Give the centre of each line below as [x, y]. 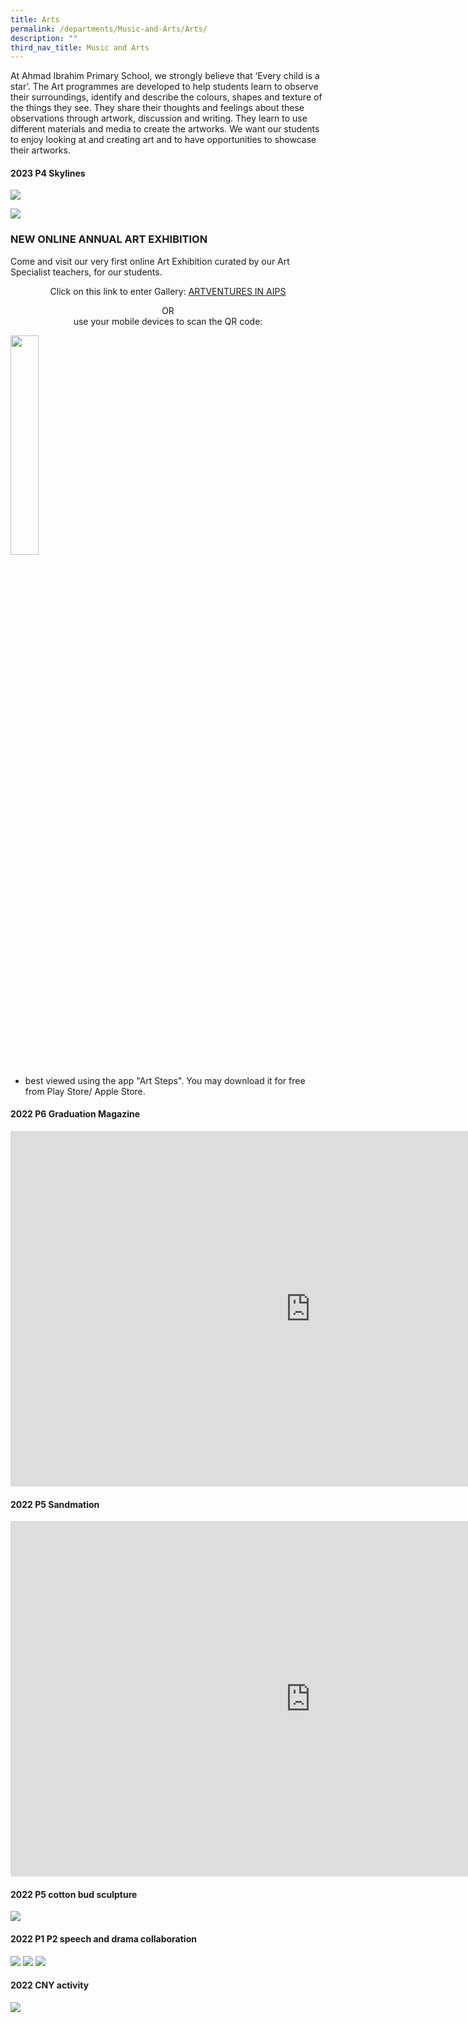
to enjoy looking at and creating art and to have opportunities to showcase [163, 140]
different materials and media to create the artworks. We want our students [165, 129]
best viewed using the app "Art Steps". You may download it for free [165, 1080]
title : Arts [35, 19]
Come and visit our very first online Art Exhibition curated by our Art [150, 261]
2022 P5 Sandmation [55, 1504]
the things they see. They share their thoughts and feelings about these [157, 108]
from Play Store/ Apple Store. [85, 1091]
